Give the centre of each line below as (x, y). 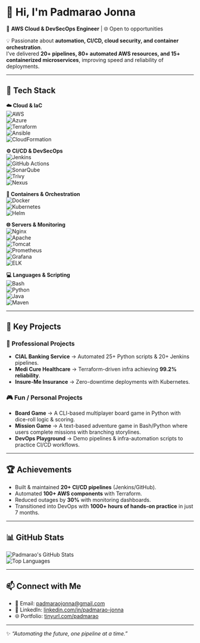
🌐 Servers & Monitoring (36, 224)
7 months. (27, 512)
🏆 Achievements (39, 470)
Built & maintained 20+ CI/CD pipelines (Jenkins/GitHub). (85, 487)
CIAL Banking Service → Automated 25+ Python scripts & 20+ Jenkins (102, 356)
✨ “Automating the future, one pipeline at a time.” (67, 633)
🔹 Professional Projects (40, 344)
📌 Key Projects (34, 327)
